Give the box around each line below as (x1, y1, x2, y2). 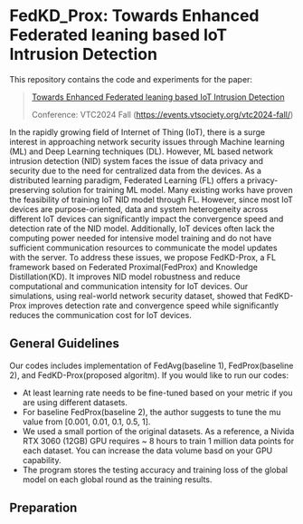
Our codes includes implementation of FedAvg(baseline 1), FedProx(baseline (9, 360, 294, 371)
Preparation (9, 500, 78, 516)
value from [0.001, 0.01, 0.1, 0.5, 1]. (22, 416, 151, 427)
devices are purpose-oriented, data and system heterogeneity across (9, 203, 269, 214)
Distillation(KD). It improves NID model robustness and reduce (9, 271, 241, 282)
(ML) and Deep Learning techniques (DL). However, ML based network (9, 146, 274, 157)
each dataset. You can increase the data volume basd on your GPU (22, 445, 273, 456)
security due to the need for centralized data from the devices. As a (9, 165, 262, 176)
